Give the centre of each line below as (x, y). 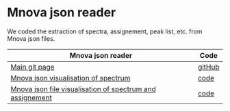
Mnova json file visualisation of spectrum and (83, 89)
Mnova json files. (31, 38)
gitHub (208, 67)
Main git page (33, 67)
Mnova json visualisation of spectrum (71, 78)
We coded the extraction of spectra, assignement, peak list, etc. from (105, 31)
